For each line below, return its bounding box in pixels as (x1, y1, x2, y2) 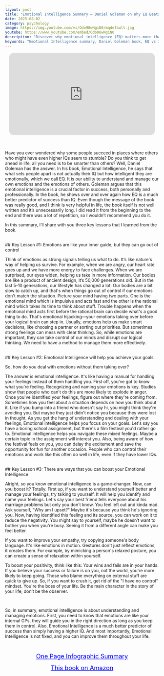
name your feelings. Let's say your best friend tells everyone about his (5, 497, 147, 503)
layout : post (5, 7, 32, 12)
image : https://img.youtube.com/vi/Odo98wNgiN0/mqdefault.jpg (5, 25, 134, 30)
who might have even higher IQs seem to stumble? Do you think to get (5, 155, 146, 161)
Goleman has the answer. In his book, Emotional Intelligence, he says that (5, 166, 153, 171)
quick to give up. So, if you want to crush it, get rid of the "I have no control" (5, 578, 159, 584)
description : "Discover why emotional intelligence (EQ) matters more (5, 35, 152, 40)
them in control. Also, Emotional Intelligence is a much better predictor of (5, 623, 152, 629)
